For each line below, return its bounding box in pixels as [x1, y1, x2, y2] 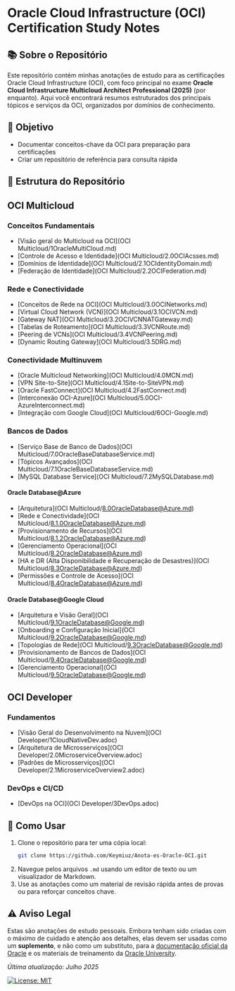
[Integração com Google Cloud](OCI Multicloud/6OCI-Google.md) [17, 409, 209, 417]
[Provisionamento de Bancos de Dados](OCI [17, 648, 146, 657]
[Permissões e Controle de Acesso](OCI [17, 571, 134, 579]
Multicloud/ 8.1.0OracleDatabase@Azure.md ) [17, 519, 146, 527]
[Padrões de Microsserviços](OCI [17, 758, 115, 766]
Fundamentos [7, 712, 56, 722]
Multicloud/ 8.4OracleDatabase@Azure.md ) [17, 579, 143, 587]
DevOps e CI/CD [7, 783, 64, 793]
